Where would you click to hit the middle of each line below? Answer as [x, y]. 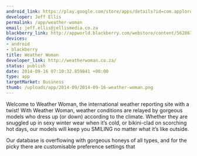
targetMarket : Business [35, 82]
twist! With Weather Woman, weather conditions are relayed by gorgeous [94, 110]
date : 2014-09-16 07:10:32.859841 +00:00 [57, 71]
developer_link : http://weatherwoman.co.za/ [61, 60]
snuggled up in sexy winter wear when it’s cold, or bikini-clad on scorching [96, 123]
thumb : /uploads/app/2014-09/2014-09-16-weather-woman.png [80, 88]
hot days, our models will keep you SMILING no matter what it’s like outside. [98, 129]
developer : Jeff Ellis [34, 17]
